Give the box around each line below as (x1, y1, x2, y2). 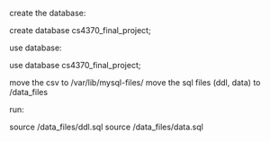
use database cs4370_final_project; (9, 60, 141, 70)
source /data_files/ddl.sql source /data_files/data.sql (9, 121, 204, 132)
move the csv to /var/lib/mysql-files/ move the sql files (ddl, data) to (9, 77, 261, 88)
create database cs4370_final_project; (9, 25, 151, 35)
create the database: (9, 8, 86, 18)
